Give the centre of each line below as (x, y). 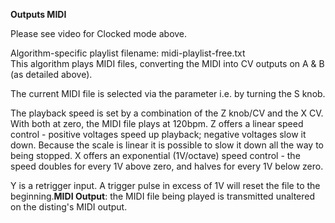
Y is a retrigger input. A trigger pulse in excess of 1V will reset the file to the (165, 185)
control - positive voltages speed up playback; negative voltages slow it (158, 134)
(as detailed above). (51, 74)
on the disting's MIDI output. (69, 207)
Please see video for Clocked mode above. (99, 33)
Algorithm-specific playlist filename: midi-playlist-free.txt (128, 53)
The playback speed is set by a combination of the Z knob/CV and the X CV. (167, 113)
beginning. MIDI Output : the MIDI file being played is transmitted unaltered (163, 196)
